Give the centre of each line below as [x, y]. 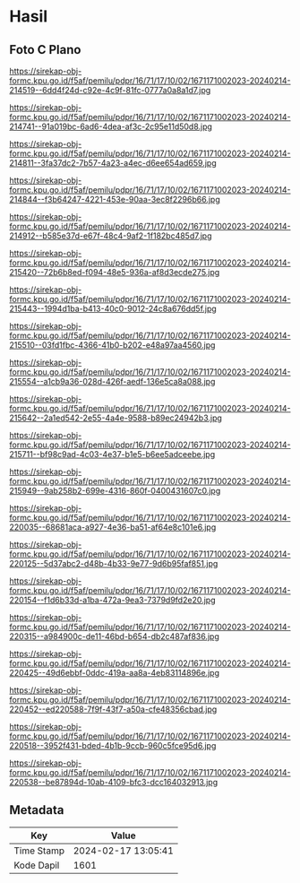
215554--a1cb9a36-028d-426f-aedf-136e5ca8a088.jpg [112, 381]
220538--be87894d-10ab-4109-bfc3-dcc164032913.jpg [113, 782]
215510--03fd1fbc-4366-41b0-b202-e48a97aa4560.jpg [112, 345]
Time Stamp [39, 851]
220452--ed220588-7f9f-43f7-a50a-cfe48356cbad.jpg [113, 709]
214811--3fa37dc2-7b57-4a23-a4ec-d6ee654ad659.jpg [113, 163]
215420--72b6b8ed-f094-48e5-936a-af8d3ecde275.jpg [115, 272]
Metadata [37, 810]
